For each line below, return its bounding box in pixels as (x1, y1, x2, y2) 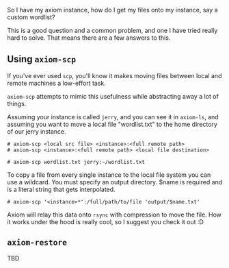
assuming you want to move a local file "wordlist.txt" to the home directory (7, 120, 217, 128)
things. (7, 99, 27, 108)
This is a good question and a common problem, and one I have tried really (7, 27, 218, 34)
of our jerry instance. (7, 127, 66, 136)
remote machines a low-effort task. (7, 79, 106, 87)
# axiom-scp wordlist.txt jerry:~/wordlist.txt (7, 158, 146, 165)
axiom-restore (7, 238, 67, 247)
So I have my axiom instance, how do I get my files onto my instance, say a (7, 6, 218, 14)
